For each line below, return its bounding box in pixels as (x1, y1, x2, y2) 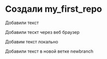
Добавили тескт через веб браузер (5, 29, 80, 35)
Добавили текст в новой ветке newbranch (5, 48, 94, 54)
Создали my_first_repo (5, 3, 102, 15)
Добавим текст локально (5, 38, 58, 45)
